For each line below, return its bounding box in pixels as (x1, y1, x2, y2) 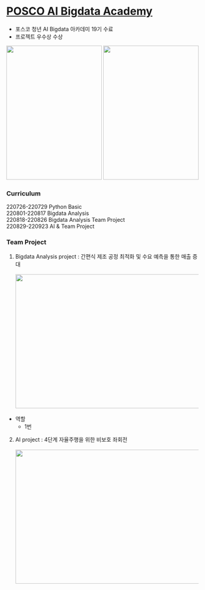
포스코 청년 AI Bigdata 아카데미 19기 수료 (15, 25, 113, 32)
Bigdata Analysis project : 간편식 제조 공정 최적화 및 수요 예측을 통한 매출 (15, 252, 192, 260)
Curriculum (6, 189, 41, 197)
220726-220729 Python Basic (6, 203, 82, 211)
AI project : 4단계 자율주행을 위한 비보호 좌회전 (15, 436, 128, 443)
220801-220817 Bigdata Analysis (6, 210, 90, 217)
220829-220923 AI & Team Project (6, 222, 95, 230)
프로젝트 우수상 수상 (15, 32, 63, 40)
